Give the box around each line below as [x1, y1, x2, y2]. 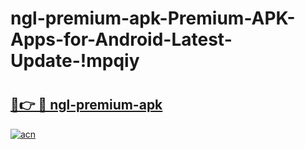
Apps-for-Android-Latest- [10, 28, 233, 51]
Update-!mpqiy [10, 50, 140, 72]
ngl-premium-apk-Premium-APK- [10, 7, 296, 30]
